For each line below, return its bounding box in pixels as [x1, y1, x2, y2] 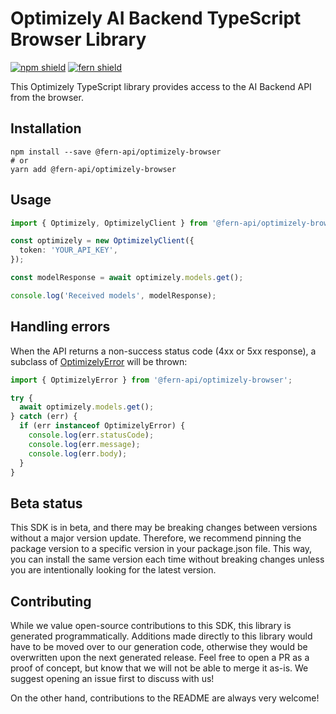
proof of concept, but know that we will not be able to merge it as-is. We [10, 662, 309, 674]
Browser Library [10, 28, 147, 51]
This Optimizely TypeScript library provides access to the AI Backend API [10, 80, 312, 92]
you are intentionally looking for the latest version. [10, 564, 217, 576]
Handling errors [10, 318, 111, 336]
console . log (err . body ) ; [28, 448, 128, 459]
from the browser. [10, 91, 84, 103]
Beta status [10, 495, 83, 512]
